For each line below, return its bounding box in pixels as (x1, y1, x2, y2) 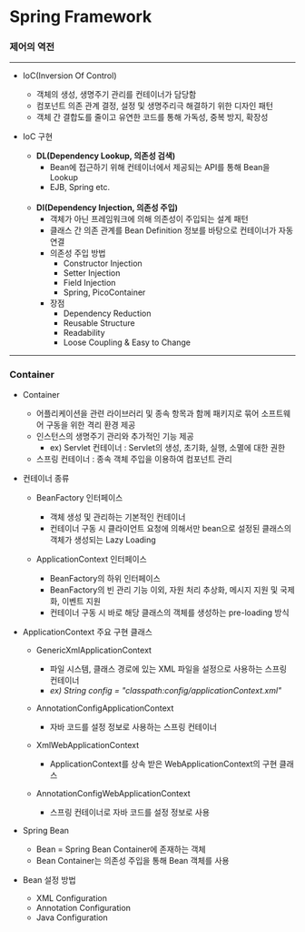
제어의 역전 (9, 41, 55, 54)
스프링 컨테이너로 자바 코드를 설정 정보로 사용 (49, 806, 211, 817)
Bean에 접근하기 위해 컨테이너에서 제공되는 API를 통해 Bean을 (49, 162, 271, 173)
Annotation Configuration (35, 902, 132, 913)
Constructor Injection (63, 258, 143, 269)
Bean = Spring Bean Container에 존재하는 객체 (35, 844, 206, 855)
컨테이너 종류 (22, 472, 70, 483)
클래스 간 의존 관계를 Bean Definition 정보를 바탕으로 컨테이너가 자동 (49, 225, 293, 236)
